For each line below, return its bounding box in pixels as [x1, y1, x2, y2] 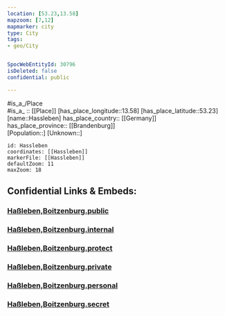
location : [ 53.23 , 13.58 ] [7, 10, 79, 17]
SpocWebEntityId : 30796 [7, 61, 76, 68]
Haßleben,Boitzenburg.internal [7, 224, 114, 234]
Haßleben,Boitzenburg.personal [7, 281, 118, 290]
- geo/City [7, 42, 39, 49]
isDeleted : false [7, 67, 57, 74]
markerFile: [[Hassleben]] [7, 154, 85, 161]
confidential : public [7, 74, 70, 81]
